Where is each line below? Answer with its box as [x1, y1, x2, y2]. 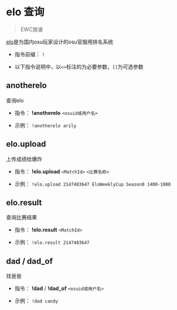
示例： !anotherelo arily [14, 121, 77, 129]
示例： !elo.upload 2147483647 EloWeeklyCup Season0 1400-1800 [14, 180, 171, 188]
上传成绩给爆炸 [6, 155, 42, 162]
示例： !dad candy [14, 297, 59, 305]
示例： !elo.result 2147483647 [14, 239, 90, 246]
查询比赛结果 [6, 214, 37, 221]
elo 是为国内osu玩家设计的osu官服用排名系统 [6, 38, 114, 45]
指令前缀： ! [14, 50, 45, 57]
